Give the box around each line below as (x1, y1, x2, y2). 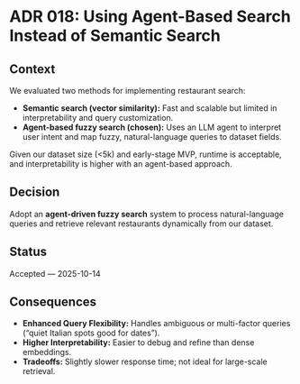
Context (9, 61, 56, 77)
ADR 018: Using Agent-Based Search (9, 6, 291, 27)
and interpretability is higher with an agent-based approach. (9, 159, 232, 169)
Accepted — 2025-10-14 (9, 268, 101, 279)
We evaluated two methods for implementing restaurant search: (9, 86, 246, 96)
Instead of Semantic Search (9, 25, 221, 46)
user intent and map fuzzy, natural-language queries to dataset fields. (22, 132, 282, 142)
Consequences (9, 295, 97, 310)
